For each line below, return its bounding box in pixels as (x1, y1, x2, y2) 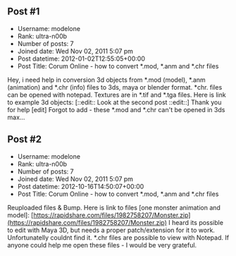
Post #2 (7, 133, 42, 145)
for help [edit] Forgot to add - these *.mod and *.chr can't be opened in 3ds (7, 105, 225, 114)
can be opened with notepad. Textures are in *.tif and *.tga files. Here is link (7, 90, 227, 99)
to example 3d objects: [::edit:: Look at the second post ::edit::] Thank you (7, 98, 222, 106)
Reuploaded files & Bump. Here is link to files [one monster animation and (7, 203, 221, 212)
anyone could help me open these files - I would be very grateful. (7, 240, 197, 249)
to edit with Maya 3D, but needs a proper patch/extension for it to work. (7, 226, 215, 234)
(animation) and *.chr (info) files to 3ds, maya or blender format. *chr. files (7, 83, 223, 91)
